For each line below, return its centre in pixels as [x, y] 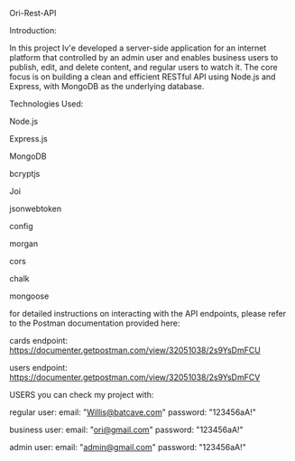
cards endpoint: [39, 341]
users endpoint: [38, 368]
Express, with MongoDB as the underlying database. [107, 86]
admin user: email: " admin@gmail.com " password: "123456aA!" [128, 447]
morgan [24, 244]
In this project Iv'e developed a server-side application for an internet [138, 48]
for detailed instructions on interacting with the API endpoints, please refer [148, 313]
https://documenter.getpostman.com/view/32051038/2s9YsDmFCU [135, 350]
